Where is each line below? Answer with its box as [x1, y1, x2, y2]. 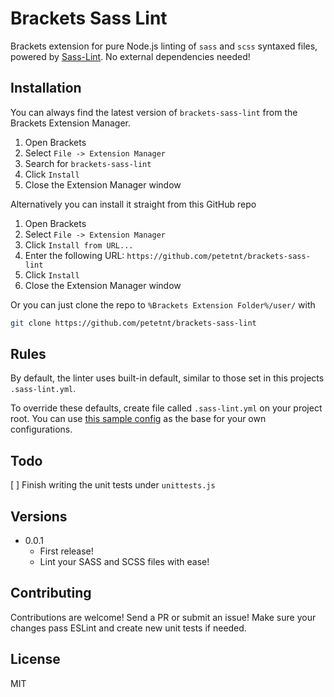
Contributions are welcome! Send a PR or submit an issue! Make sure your [10, 611, 317, 623]
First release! [39, 545, 94, 557]
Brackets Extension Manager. [10, 117, 132, 129]
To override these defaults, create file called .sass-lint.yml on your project [10, 402, 323, 414]
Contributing [10, 585, 92, 602]
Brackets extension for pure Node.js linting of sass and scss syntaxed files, [10, 40, 318, 52]
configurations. [10, 423, 73, 436]
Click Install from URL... [24, 238, 134, 251]
